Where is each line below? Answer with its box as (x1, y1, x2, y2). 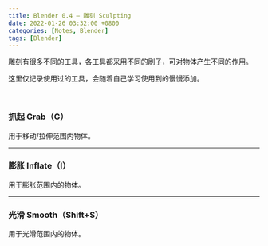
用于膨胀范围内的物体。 (8, 180, 85, 189)
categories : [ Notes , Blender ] (8, 26, 109, 34)
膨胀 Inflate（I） (8, 161, 71, 172)
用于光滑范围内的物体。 (8, 229, 85, 239)
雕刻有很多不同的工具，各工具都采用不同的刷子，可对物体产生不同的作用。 (8, 57, 253, 66)
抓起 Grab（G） (8, 111, 69, 122)
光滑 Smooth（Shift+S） (8, 209, 104, 220)
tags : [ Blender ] (8, 34, 62, 42)
